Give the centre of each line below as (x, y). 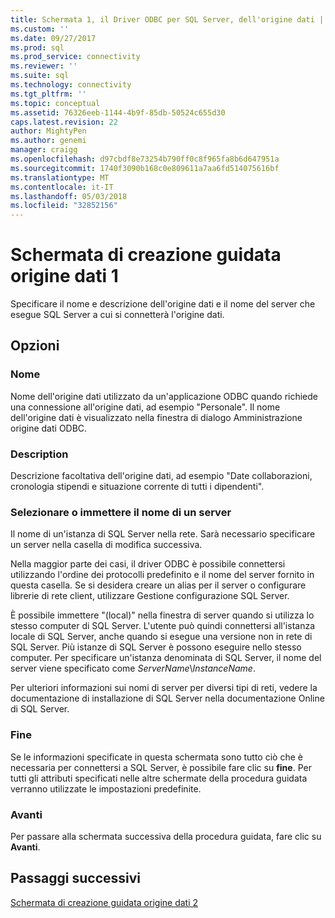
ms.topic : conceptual (55, 103)
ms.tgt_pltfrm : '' (48, 94)
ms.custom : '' (40, 29)
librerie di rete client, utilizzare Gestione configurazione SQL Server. (150, 596)
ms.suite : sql (40, 76)
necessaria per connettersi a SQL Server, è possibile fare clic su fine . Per (161, 767)
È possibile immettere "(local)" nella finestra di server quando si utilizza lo (162, 615)
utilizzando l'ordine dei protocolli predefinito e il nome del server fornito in (162, 575)
